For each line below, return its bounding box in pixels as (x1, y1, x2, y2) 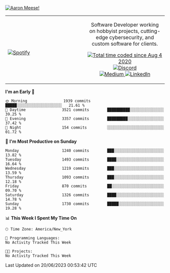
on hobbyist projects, (89, 28, 140, 34)
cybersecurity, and (109, 34, 154, 41)
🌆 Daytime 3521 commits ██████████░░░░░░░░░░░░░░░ (5, 107, 164, 112)
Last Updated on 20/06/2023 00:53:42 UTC (5, 262, 97, 268)
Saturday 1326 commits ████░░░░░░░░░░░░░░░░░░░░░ (5, 192, 164, 198)
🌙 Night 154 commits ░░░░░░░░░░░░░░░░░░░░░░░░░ (5, 125, 164, 130)
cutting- (140, 28, 161, 34)
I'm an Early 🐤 (5, 89, 35, 95)
